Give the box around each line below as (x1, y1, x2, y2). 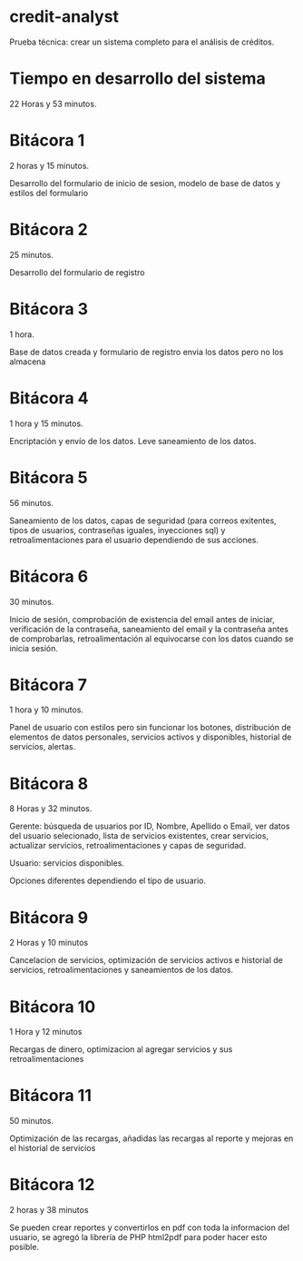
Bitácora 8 (9, 773, 89, 794)
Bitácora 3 (9, 298, 89, 319)
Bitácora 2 (9, 220, 88, 240)
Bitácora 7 (9, 674, 88, 695)
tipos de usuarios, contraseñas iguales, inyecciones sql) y (9, 524, 226, 535)
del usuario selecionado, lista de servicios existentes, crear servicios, (9, 830, 269, 841)
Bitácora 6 (9, 566, 89, 587)
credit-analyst (9, 6, 120, 27)
